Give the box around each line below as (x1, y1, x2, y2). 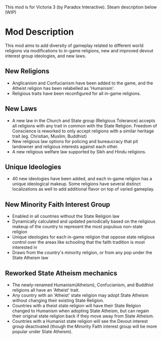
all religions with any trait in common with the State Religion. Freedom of (12, 123, 157, 128)
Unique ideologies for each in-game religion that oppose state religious (12, 234, 155, 240)
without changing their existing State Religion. (12, 297, 104, 303)
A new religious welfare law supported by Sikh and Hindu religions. (12, 148, 147, 154)
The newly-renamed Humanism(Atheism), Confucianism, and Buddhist (12, 282, 154, 288)
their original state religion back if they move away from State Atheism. (12, 313, 154, 319)
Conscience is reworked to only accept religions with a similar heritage (12, 128, 154, 134)
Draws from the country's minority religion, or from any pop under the (12, 250, 152, 255)
